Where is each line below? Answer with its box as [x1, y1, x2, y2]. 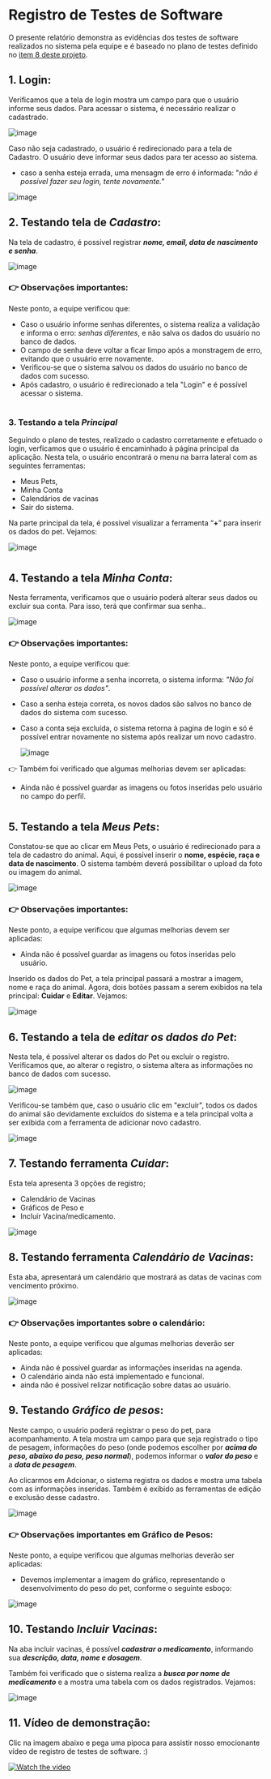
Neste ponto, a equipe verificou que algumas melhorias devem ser [8, 925, 231, 935]
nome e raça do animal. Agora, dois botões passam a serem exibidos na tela [8, 983, 263, 992]
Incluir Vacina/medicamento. [19, 1211, 116, 1221]
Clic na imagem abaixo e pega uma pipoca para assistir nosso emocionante [8, 1738, 260, 1747]
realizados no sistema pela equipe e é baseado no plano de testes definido [8, 41, 259, 50]
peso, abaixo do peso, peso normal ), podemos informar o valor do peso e [8, 1451, 259, 1460]
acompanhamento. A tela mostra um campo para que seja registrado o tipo [8, 1434, 259, 1443]
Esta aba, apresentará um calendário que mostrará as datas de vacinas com [8, 1271, 262, 1282]
